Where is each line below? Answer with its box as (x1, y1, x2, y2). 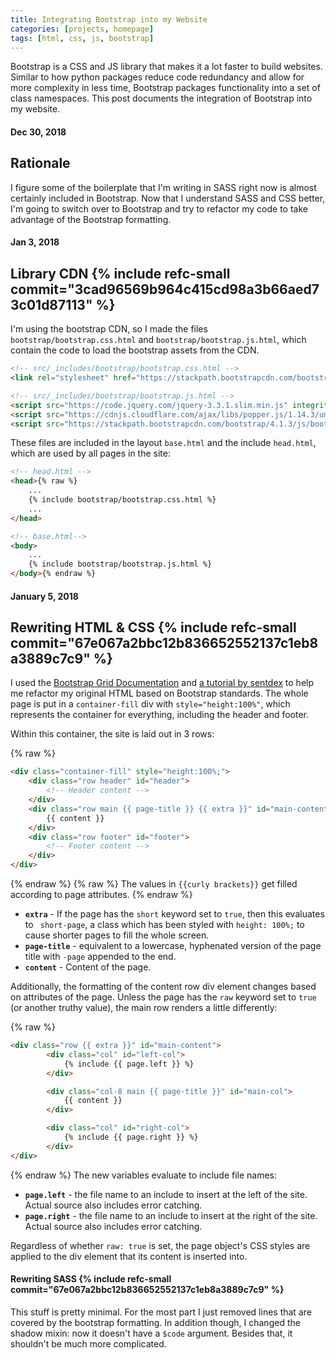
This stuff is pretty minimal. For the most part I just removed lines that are (10, 1306, 312, 1318)
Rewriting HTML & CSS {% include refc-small (10, 619, 297, 636)
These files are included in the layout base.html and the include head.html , (10, 437, 317, 449)
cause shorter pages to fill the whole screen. (24, 929, 210, 941)
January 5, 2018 (10, 590, 79, 602)
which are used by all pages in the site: (10, 447, 171, 460)
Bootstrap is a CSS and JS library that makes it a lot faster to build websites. (10, 61, 323, 73)
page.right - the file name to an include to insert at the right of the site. (24, 1209, 318, 1221)
